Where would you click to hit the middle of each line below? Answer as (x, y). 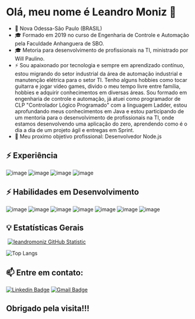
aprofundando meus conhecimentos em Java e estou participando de (99, 111)
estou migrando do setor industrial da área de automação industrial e (98, 74)
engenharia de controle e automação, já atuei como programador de (97, 98)
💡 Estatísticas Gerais (45, 227)
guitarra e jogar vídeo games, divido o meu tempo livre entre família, (97, 86)
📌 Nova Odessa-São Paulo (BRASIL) (58, 28)
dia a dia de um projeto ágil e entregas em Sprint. (74, 130)
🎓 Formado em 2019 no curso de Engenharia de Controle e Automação (102, 35)
